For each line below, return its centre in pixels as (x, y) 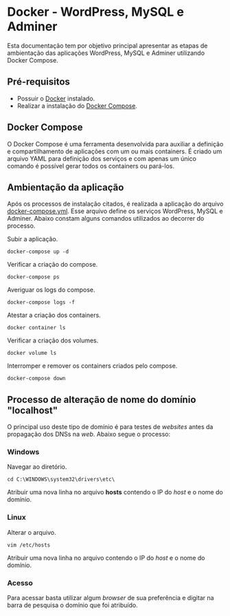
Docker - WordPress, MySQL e (95, 12)
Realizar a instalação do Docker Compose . (77, 106)
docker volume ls (32, 353)
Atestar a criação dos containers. (54, 315)
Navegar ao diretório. (37, 467)
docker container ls (37, 328)
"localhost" (33, 410)
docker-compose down (37, 379)
